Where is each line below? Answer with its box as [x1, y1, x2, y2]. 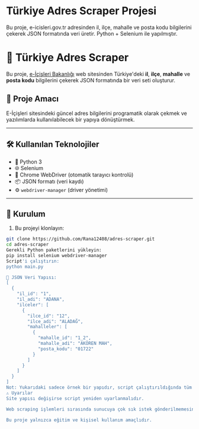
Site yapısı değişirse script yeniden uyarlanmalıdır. [6, 395, 145, 401]
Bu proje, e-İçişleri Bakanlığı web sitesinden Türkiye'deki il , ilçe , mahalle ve [6, 70, 191, 78]
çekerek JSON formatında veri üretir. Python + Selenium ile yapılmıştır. [6, 30, 178, 37]
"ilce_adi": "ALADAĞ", [27, 318, 84, 324]
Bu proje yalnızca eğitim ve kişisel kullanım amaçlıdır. [6, 417, 152, 423]
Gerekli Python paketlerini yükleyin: [6, 247, 102, 253]
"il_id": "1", [17, 291, 52, 297]
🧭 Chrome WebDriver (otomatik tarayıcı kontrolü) [14, 171, 134, 178]
